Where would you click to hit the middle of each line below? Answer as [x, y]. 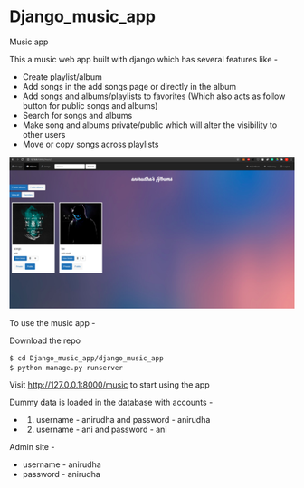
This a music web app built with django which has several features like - [144, 59]
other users [44, 134]
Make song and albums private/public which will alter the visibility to [150, 125]
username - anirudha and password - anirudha [123, 420]
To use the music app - [52, 322]
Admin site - [32, 447]
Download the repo [45, 340]
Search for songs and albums [77, 115]
